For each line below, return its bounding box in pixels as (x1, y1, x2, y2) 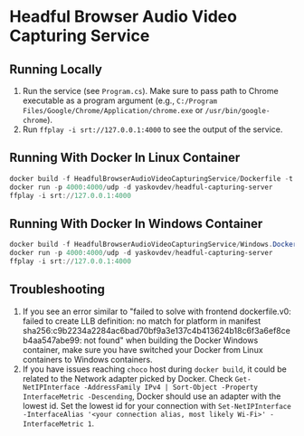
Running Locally (9, 62, 102, 77)
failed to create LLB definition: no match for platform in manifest (22, 315, 261, 327)
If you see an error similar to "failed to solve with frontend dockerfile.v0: (22, 306, 291, 317)
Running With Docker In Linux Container (9, 150, 241, 166)
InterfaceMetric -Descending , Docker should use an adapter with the (22, 391, 281, 402)
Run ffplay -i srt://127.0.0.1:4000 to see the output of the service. (22, 124, 283, 135)
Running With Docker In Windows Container (9, 215, 263, 232)
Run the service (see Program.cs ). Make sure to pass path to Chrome (22, 86, 279, 96)
